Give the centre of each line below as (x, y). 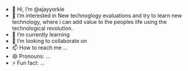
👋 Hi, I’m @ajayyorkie (38, 9)
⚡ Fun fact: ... (28, 63)
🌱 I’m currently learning (41, 35)
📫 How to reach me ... (40, 47)
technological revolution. (42, 28)
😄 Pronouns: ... (31, 56)
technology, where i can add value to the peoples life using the (89, 22)
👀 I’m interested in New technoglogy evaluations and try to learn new (97, 16)
